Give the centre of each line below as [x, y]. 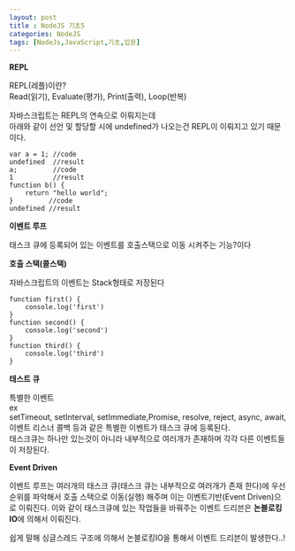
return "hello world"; [67, 193]
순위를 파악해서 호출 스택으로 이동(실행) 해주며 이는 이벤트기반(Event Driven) [142, 497]
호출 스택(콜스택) [38, 264]
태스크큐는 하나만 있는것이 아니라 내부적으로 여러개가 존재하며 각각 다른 [132, 438]
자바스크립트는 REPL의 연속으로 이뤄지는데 [83, 115]
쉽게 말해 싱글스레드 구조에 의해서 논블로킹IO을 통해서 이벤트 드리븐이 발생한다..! [147, 538]
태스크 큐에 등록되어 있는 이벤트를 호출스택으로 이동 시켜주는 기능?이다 [130, 245]
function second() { [47, 323]
